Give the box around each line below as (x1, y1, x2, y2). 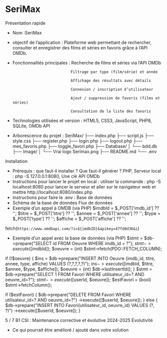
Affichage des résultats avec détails (70, 78, 151, 83)
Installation (5, 158, 28, 164)
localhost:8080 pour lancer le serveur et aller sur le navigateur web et (12, 183, 156, 189)
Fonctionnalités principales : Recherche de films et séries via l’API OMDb (12, 59, 162, 65)
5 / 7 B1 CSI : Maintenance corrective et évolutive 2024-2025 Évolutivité (5, 317, 153, 323)
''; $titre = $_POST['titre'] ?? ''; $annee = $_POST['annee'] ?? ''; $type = (12, 210, 161, 216)
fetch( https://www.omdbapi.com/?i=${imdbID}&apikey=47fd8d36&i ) (5, 225, 140, 231)
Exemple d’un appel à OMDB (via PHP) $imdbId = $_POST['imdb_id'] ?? (12, 205, 160, 211)
